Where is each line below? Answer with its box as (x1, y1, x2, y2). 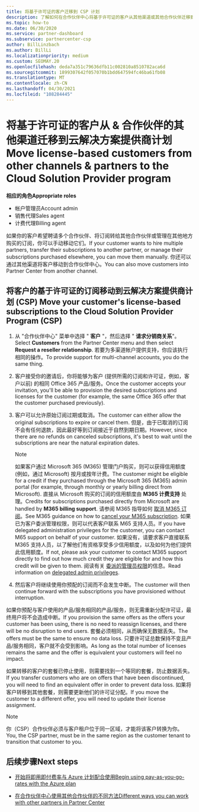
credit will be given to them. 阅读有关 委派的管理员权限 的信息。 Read (14, 562, 181, 569)
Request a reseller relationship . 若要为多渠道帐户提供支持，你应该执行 (14, 346, 188, 353)
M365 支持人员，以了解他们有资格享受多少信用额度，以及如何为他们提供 (14, 541, 192, 548)
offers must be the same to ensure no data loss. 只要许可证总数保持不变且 (6, 635, 187, 642)
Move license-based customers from (6, 146, 192, 160)
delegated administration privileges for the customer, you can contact (14, 526, 185, 533)
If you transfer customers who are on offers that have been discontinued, (6, 674, 185, 681)
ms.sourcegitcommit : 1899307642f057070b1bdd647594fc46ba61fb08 (6, 69, 166, 75)
